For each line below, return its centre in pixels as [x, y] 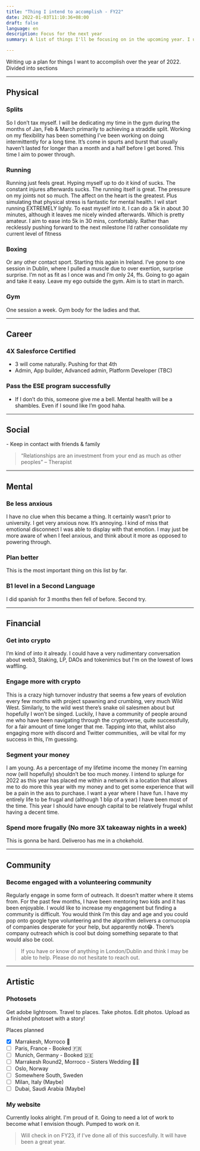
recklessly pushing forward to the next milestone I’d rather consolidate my [97, 227]
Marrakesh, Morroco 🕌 [42, 1042]
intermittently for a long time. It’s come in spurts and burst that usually [92, 142]
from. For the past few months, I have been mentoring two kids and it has [96, 901]
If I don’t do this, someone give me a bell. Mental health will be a [93, 399]
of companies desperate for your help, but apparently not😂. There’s [90, 927]
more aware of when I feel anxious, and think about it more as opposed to [97, 536]
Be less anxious [29, 503]
